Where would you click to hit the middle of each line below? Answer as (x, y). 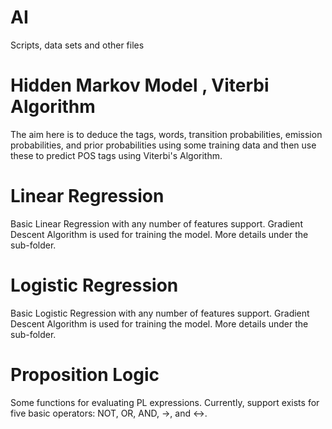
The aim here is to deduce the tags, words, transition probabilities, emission (166, 134)
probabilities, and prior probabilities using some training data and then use (163, 145)
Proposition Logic (85, 374)
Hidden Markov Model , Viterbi (140, 85)
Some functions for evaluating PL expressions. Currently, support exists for (165, 402)
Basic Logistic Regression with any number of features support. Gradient (160, 313)
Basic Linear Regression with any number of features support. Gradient (156, 223)
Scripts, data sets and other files (77, 45)
